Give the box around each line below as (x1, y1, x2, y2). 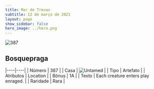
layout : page (5, 16, 33, 21)
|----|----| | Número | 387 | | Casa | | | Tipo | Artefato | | (5, 67, 145, 73)
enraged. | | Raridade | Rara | (5, 78, 65, 84)
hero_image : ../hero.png (5, 26, 57, 31)
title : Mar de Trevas (5, 7, 51, 12)
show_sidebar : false (5, 21, 49, 26)
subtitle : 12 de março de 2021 (5, 12, 71, 17)
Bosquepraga (5, 54, 49, 62)
